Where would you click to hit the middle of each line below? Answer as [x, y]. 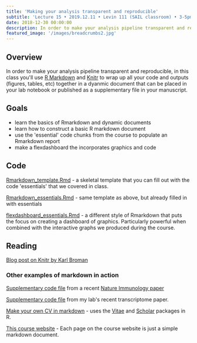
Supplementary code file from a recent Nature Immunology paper [85, 288]
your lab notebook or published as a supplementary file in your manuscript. [97, 90]
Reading [21, 246]
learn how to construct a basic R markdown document [80, 128]
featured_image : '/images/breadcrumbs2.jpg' [61, 33]
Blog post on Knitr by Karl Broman [47, 260]
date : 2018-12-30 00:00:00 [39, 22]
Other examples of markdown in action [62, 275]
